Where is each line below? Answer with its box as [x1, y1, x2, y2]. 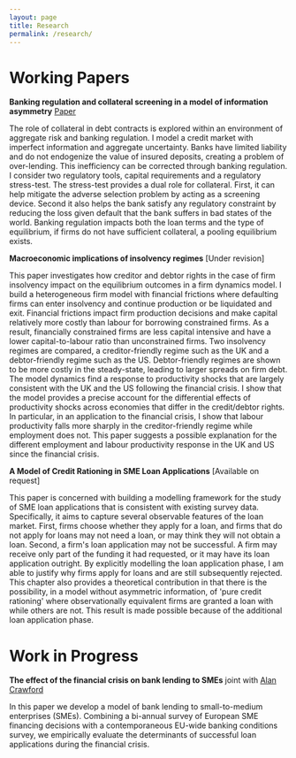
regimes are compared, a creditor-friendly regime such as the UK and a [9, 346, 269, 356]
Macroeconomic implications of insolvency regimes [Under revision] [9, 253, 265, 264]
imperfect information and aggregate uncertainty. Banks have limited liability [9, 142, 287, 153]
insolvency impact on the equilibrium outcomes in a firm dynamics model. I [9, 279, 282, 290]
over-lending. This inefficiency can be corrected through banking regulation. [9, 161, 288, 172]
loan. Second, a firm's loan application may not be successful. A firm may [9, 540, 278, 550]
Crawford [9, 685, 44, 695]
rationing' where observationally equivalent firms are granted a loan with [9, 596, 274, 607]
